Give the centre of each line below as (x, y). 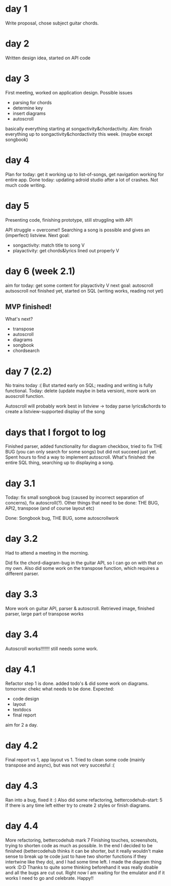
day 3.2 (22, 539)
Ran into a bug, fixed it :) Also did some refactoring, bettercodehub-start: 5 (84, 800)
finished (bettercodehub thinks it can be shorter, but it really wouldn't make (84, 851)
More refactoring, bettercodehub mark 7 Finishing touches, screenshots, (82, 840)
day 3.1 (20, 483)
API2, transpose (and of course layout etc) (50, 508)
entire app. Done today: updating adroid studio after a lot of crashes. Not (82, 180)
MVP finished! (29, 307)
